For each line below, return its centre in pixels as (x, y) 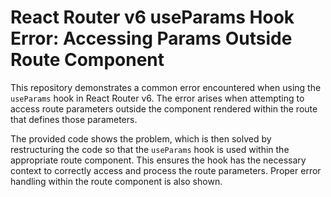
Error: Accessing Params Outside (151, 38)
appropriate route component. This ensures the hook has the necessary (158, 160)
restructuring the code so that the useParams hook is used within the (150, 149)
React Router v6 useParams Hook (152, 17)
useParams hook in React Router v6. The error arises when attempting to (157, 98)
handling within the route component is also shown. (116, 181)
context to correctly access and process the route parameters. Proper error (166, 170)
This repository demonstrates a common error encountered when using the (166, 87)
